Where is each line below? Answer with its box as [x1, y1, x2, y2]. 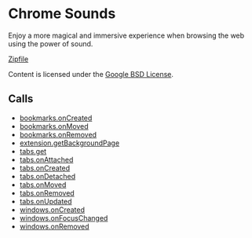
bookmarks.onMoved [19, 121, 89, 130]
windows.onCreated [19, 205, 85, 214]
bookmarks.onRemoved [19, 130, 97, 139]
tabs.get [19, 146, 47, 156]
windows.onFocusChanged [19, 213, 108, 222]
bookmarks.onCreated [19, 113, 93, 123]
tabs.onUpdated [19, 196, 72, 206]
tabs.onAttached [19, 155, 74, 164]
